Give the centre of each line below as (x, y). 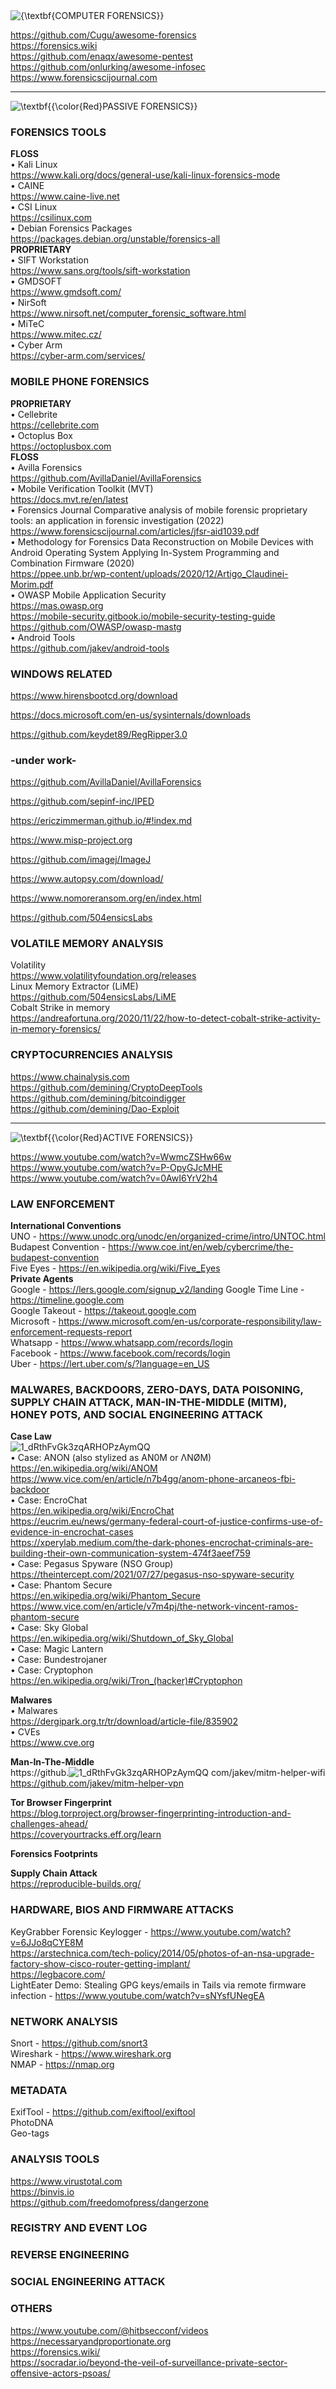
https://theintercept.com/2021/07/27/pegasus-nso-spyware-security (152, 1575)
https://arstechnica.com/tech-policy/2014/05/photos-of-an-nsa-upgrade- (162, 1953)
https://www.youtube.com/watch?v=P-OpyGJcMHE (116, 1167)
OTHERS (31, 2309)
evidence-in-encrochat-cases (72, 1532)
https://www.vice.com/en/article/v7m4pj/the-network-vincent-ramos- (154, 1606)
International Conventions (66, 1226)
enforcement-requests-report (71, 1332)
